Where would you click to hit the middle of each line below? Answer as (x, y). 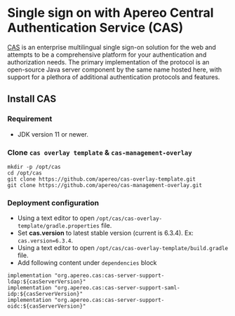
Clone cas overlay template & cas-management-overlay (100, 152)
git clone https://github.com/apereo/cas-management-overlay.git (105, 185)
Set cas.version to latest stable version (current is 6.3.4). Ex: (106, 233)
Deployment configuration (53, 202)
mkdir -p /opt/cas (34, 167)
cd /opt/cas (25, 173)
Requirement (30, 119)
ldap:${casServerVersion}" (47, 282)
